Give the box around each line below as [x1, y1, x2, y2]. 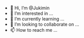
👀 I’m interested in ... [10, 10, 53, 16]
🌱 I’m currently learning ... [10, 16, 65, 22]
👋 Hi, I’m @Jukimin [10, 5, 50, 11]
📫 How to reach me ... [10, 27, 58, 33]
